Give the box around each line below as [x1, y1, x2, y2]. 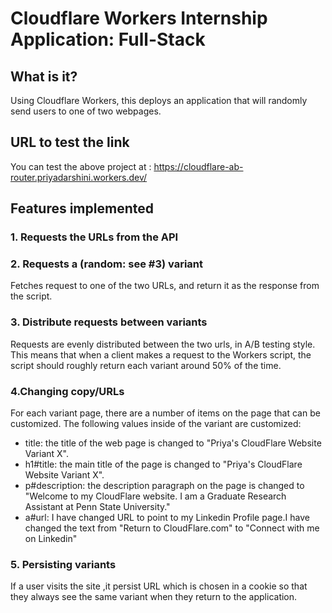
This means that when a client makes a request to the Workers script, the [10, 348, 312, 361]
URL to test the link [10, 134, 130, 151]
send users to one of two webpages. [10, 105, 162, 117]
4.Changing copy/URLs [10, 384, 125, 398]
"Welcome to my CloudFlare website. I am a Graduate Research [24, 490, 287, 502]
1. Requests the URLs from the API [10, 230, 179, 244]
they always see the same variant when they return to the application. [10, 591, 298, 603]
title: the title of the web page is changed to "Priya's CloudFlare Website [24, 437, 322, 449]
